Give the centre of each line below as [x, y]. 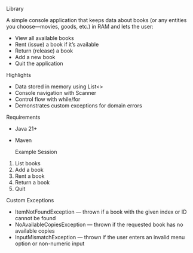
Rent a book [30, 176]
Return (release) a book [44, 51]
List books [27, 163]
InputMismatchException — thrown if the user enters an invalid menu [100, 237]
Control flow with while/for [48, 99]
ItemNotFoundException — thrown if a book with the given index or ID [101, 212]
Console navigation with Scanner [56, 93]
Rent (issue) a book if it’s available [57, 44]
